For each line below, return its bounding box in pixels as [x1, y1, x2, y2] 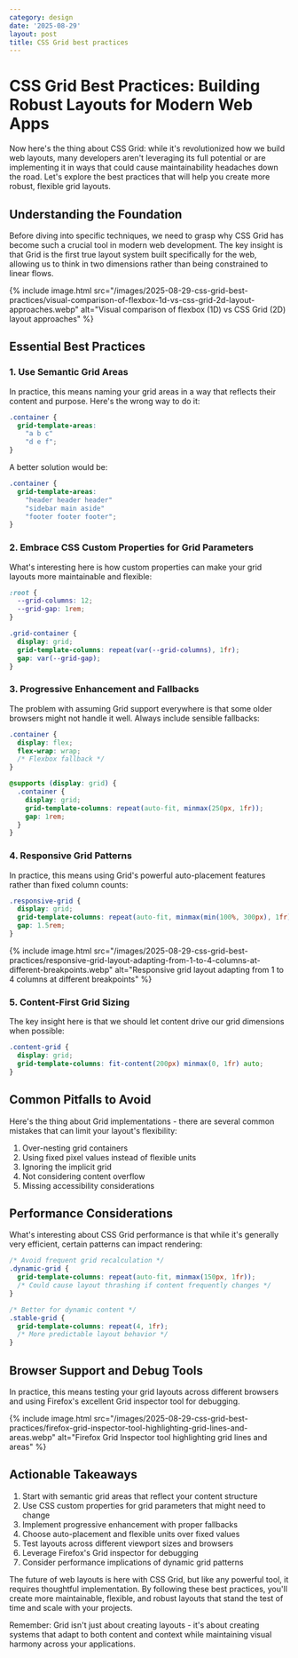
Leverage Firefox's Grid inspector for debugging [21, 1547, 200, 1558]
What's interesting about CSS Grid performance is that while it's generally [9, 1230, 279, 1240]
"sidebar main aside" [25, 504, 105, 513]
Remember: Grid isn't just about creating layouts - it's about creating [9, 1619, 260, 1630]
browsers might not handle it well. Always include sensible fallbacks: [9, 713, 260, 723]
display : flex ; [17, 738, 74, 747]
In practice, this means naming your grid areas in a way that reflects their [9, 386, 277, 396]
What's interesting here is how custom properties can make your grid [9, 562, 263, 572]
